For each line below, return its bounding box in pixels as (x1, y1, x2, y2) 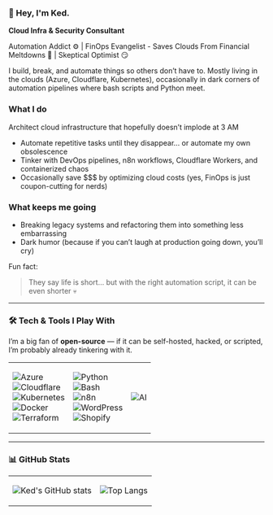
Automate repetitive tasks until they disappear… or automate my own (19, 137, 251, 147)
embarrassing (19, 228, 67, 238)
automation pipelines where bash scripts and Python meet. (8, 83, 206, 93)
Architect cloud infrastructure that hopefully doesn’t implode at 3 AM (8, 122, 240, 132)
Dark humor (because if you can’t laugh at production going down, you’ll (19, 237, 263, 247)
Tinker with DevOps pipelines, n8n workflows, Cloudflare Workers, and (19, 155, 258, 165)
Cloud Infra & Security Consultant (8, 26, 125, 36)
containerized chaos (19, 164, 89, 173)
